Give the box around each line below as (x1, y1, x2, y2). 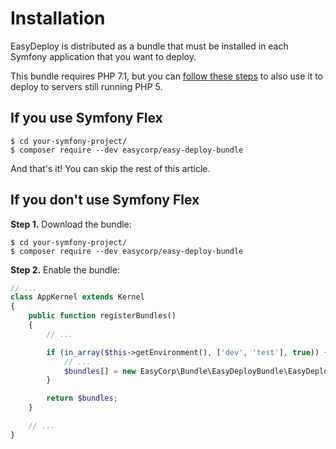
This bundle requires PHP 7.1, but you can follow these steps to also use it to (10, 70, 324, 82)
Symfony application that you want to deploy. (10, 50, 197, 62)
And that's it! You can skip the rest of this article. (10, 162, 211, 174)
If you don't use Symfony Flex (10, 192, 200, 209)
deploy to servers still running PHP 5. (10, 80, 163, 92)
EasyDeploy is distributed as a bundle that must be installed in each (10, 40, 289, 52)
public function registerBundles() (28, 311, 177, 321)
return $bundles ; (46, 393, 118, 404)
